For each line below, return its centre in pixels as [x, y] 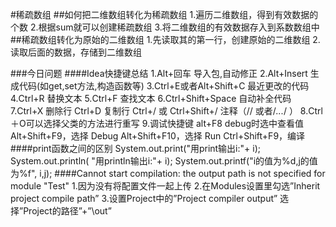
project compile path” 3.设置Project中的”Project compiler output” [144, 198]
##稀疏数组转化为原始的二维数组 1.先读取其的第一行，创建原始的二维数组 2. [165, 39]
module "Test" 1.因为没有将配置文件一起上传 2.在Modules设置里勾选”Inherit [165, 186]
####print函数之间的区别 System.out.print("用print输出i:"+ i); [135, 148]
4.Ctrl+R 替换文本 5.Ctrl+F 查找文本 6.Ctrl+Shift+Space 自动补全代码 [151, 98]
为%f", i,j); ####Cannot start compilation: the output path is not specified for [168, 173]
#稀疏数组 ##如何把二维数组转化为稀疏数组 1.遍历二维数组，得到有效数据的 [164, 14]
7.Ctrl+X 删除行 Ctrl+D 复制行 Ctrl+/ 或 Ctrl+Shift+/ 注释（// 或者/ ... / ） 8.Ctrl [166, 111]
